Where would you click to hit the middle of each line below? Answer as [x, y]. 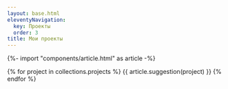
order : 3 [26, 33]
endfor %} [22, 79]
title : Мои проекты [35, 39]
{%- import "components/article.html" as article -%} [82, 58]
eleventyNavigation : [37, 20]
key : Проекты [32, 26]
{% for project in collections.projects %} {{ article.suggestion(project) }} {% [114, 72]
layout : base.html [33, 13]
